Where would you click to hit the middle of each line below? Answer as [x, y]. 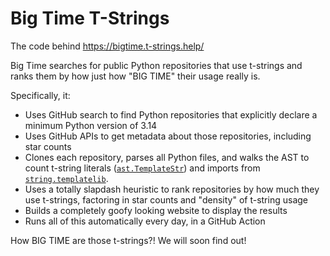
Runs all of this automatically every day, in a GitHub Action [145, 221]
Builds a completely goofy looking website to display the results [156, 210]
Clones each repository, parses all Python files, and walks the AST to [167, 157]
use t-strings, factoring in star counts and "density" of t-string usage [166, 199]
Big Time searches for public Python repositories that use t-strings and [156, 65]
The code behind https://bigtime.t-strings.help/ [107, 46]
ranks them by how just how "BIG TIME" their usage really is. [135, 76]
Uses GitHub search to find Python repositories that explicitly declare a [171, 114]
